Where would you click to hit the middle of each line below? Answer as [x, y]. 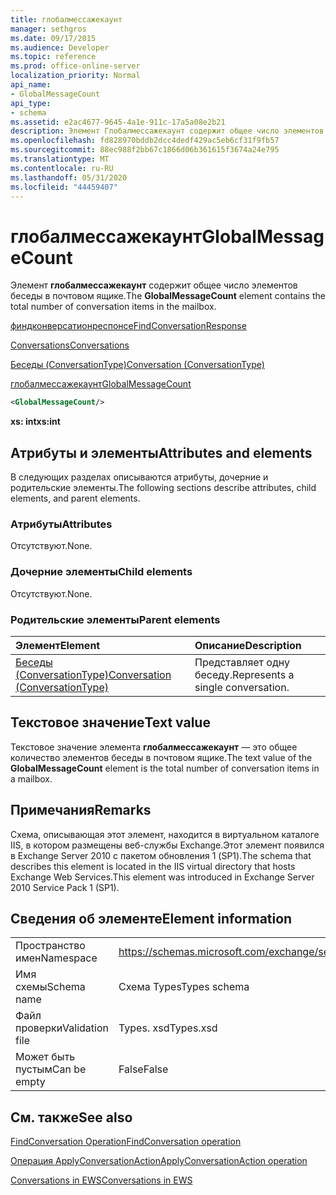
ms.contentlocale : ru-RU [62, 168]
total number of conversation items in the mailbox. [113, 307]
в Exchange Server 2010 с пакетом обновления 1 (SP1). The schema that [161, 855]
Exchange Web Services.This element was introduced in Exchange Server [162, 877]
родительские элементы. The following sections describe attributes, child [163, 487]
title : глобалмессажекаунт [66, 19]
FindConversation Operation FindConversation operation [126, 1142]
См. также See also [71, 1117]
